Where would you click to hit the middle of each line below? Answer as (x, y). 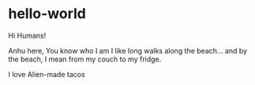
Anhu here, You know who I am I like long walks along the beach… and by (127, 50)
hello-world (47, 14)
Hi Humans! (27, 35)
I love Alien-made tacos (47, 74)
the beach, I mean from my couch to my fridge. (85, 59)
